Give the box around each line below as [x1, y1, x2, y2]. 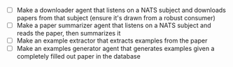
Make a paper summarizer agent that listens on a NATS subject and [16, 21, 211, 30]
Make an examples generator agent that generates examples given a [16, 45, 215, 53]
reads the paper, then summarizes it [16, 29, 121, 38]
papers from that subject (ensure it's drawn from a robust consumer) [16, 14, 216, 22]
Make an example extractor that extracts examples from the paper [16, 36, 208, 45]
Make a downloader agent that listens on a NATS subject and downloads [16, 6, 227, 14]
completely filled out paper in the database [16, 52, 141, 61]
